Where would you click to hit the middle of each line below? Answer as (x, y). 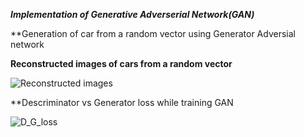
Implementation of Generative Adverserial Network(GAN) (132, 14)
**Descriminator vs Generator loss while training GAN (122, 102)
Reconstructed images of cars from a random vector (121, 63)
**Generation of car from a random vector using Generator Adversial (153, 33)
